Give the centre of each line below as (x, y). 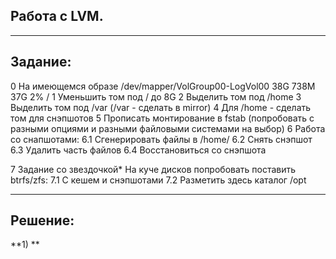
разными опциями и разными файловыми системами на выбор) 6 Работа (168, 128)
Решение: (42, 220)
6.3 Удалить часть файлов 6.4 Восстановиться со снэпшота (138, 150)
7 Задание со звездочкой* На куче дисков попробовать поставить (153, 169)
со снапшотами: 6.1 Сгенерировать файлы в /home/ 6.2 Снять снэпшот (161, 139)
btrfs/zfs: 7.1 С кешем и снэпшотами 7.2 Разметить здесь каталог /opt (158, 180)
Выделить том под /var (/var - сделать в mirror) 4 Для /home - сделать (161, 107)
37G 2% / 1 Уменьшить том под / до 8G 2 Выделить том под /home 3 (156, 96)
